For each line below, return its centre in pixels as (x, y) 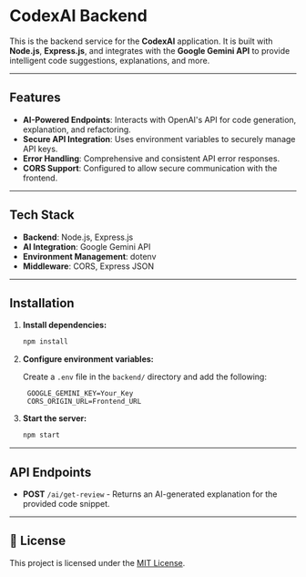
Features (35, 98)
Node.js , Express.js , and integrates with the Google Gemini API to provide (150, 50)
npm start (41, 435)
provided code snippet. (66, 503)
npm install (45, 342)
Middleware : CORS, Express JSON (88, 266)
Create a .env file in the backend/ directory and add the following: (144, 377)
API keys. (40, 149)
